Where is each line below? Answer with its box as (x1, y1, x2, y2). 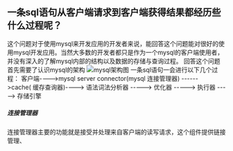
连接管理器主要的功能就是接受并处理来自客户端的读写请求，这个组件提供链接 (7, 127, 226, 136)
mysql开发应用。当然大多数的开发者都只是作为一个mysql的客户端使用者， (12, 48, 224, 56)
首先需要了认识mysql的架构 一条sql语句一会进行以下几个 (7, 65, 212, 74)
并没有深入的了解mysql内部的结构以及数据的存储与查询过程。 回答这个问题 (7, 56, 221, 65)
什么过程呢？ (7, 19, 62, 31)
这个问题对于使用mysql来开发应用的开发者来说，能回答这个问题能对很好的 (7, 39, 219, 47)
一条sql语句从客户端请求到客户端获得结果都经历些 (7, 6, 221, 19)
